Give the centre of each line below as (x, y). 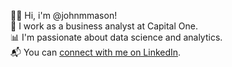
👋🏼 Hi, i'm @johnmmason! (64, 15)
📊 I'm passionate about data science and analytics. (116, 37)
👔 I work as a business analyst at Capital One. (104, 26)
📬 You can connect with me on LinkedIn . (96, 52)
